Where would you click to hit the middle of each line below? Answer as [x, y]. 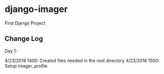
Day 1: [11, 50]
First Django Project [25, 23]
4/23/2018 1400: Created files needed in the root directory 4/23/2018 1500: [82, 60]
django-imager [36, 9]
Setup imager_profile [26, 65]
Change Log [24, 39]
